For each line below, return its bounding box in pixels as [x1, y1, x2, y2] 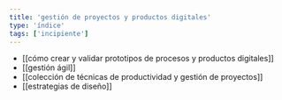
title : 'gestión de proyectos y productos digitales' [9, 12, 212, 22]
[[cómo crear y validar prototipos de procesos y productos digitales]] [21, 54, 274, 64]
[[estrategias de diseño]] [21, 81, 112, 92]
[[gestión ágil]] [21, 62, 77, 73]
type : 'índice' [9, 21, 65, 30]
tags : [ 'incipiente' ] [9, 29, 89, 38]
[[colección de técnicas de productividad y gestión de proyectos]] [21, 72, 263, 82]
